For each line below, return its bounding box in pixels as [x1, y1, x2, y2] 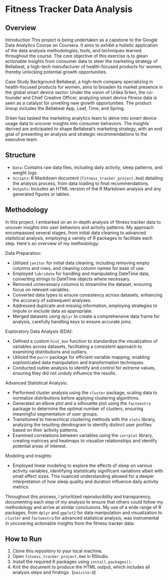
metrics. [12, 484, 30, 490]
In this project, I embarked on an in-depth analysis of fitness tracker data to [5, 219, 161, 225]
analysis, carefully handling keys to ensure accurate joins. [12, 318, 132, 325]
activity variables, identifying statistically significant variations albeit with [12, 467, 163, 473]
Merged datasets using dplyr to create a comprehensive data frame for [12, 313, 160, 319]
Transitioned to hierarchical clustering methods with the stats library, [12, 416, 156, 422]
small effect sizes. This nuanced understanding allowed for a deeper [12, 473, 154, 479]
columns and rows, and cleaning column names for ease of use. [12, 265, 145, 271]
